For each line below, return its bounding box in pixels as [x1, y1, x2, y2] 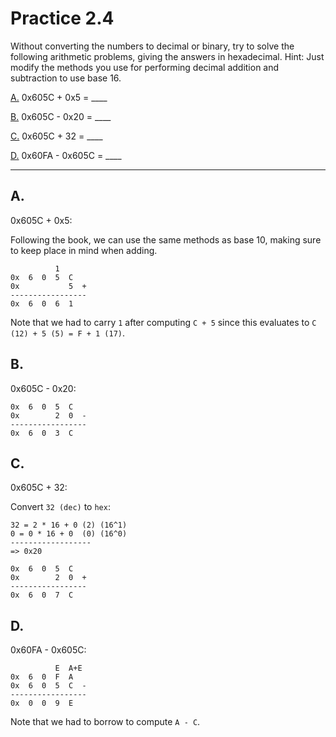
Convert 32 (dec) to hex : [10, 501, 111, 513]
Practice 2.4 [10, 7, 115, 30]
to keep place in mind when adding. [10, 244, 158, 256]
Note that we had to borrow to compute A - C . [10, 716, 201, 728]
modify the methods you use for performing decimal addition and [10, 61, 280, 73]
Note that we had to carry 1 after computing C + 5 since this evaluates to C [10, 316, 317, 328]
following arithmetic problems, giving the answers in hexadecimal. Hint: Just [10, 50, 325, 62]
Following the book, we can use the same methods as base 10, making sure [10, 233, 322, 246]
